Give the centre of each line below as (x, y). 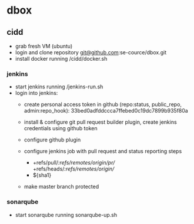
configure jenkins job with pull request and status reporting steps (103, 151)
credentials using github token (61, 129)
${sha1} (42, 175)
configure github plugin (52, 140)
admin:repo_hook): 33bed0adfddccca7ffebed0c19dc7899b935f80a (106, 111)
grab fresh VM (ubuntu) (44, 46)
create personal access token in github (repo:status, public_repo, (103, 104)
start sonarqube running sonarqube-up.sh (66, 215)
